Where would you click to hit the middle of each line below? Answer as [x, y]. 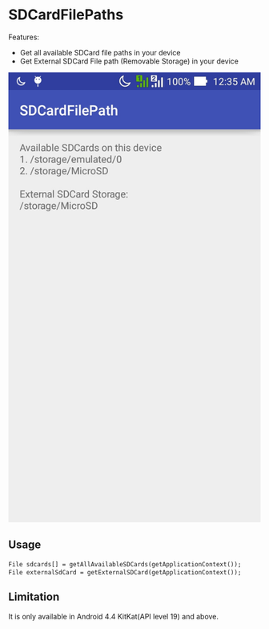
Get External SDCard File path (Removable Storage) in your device [129, 61]
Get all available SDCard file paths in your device [100, 52]
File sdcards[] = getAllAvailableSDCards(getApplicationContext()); [125, 564]
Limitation [34, 597]
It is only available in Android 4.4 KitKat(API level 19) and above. [113, 616]
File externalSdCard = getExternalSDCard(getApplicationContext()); [125, 572]
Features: [24, 37]
